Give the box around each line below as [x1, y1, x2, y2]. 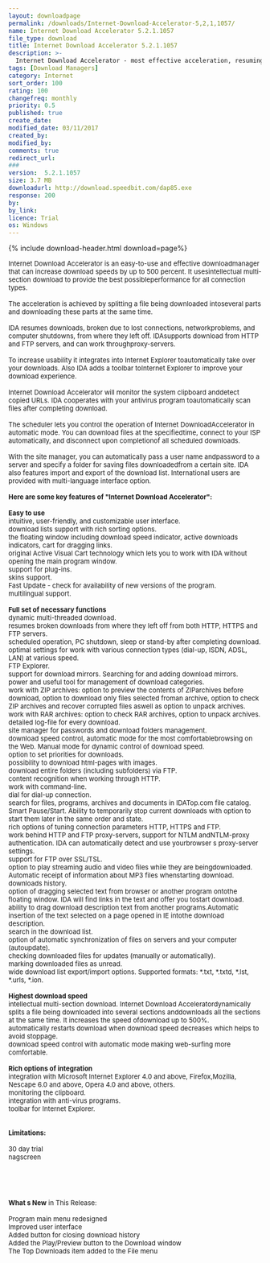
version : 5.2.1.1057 [8, 169, 81, 177]
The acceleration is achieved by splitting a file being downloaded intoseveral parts [8, 299, 261, 308]
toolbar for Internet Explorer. [8, 1104, 96, 1113]
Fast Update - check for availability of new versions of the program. [8, 581, 217, 590]
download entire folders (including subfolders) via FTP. [8, 766, 178, 775]
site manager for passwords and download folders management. [8, 726, 207, 735]
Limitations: [8, 1129, 47, 1137]
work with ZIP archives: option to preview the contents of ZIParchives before [8, 686, 243, 695]
